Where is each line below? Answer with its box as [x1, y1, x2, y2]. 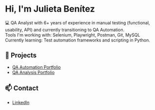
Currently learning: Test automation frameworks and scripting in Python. [5, 37, 150, 43]
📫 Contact [5, 84, 39, 92]
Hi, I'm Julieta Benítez [5, 3, 95, 15]
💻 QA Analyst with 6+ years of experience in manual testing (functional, [5, 19, 150, 25]
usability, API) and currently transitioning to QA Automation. [5, 27, 125, 33]
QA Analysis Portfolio [12, 69, 55, 75]
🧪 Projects [5, 51, 37, 59]
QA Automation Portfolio [12, 64, 61, 70]
